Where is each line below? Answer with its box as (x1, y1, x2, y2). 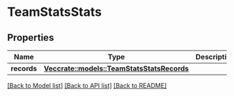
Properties (7, 32, 54, 44)
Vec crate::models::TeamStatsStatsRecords (44, 64, 189, 73)
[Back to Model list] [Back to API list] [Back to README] (7, 81, 167, 90)
